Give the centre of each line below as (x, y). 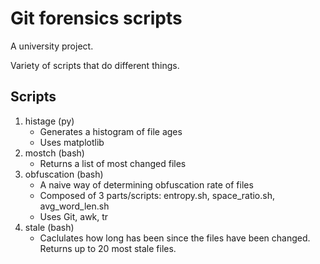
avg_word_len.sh (74, 206)
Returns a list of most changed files (113, 163)
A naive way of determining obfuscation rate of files (146, 184)
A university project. (52, 46)
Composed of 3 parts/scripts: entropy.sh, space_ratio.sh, (157, 195)
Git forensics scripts (96, 18)
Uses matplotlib (72, 142)
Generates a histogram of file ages (111, 131)
